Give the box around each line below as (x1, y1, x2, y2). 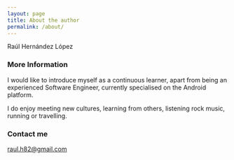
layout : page (7, 10, 46, 17)
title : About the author (7, 17, 80, 24)
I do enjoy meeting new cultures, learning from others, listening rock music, (7, 104, 226, 112)
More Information (7, 60, 68, 70)
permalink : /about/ (7, 23, 64, 30)
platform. (7, 90, 34, 99)
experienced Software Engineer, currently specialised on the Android (7, 83, 207, 92)
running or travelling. (7, 111, 68, 119)
